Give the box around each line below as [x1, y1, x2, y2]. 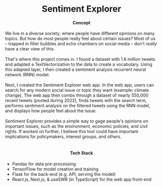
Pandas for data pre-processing [12, 161, 76, 167]
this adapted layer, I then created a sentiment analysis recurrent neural [5, 67, 146, 72]
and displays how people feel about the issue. [5, 108, 97, 114]
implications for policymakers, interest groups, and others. [5, 134, 122, 139]
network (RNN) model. [5, 72, 50, 78]
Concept [72, 19, 91, 25]
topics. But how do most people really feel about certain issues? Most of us [5, 35, 156, 42]
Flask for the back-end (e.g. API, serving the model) [12, 171, 116, 177]
